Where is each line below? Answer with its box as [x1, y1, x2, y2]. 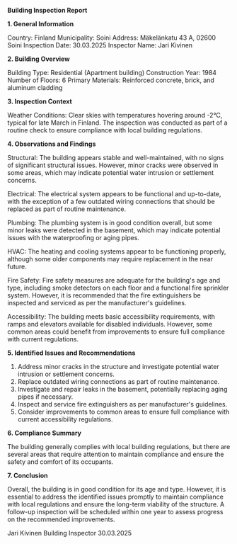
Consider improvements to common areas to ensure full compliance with [17, 407, 230, 416]
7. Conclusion [7, 471, 48, 480]
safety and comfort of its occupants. [7, 458, 114, 466]
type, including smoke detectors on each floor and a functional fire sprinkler [7, 283, 229, 292]
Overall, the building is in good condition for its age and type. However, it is [7, 485, 226, 493]
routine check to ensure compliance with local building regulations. [7, 126, 203, 134]
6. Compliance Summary [7, 429, 82, 437]
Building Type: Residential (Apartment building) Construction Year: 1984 [7, 69, 217, 76]
